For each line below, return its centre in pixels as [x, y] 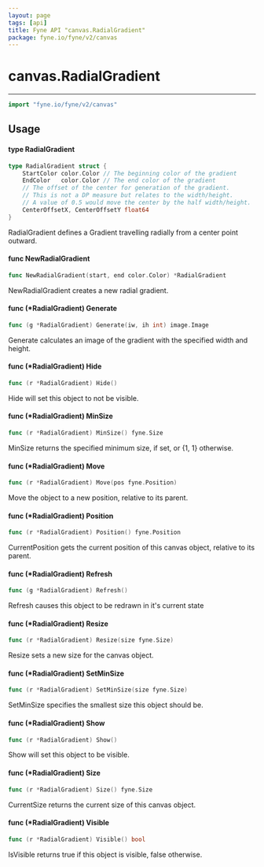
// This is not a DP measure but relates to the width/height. [128, 195]
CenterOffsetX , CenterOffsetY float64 [86, 209]
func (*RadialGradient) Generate [63, 309]
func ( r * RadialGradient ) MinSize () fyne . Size [86, 433]
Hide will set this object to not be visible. [73, 398]
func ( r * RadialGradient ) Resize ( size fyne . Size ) [91, 640]
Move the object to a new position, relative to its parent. [98, 498]
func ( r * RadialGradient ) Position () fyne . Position [94, 532]
